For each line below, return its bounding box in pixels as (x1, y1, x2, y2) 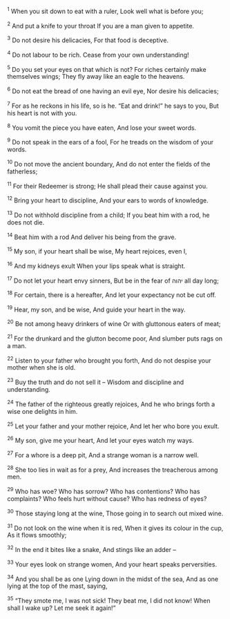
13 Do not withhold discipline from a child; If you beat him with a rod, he (7, 209, 210, 219)
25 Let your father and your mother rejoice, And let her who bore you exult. (7, 421, 220, 430)
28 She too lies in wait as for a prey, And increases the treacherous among (7, 464, 218, 474)
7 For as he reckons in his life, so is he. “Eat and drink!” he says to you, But (7, 100, 219, 110)
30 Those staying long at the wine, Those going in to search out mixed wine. (7, 508, 224, 517)
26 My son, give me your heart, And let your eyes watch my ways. (7, 435, 195, 445)
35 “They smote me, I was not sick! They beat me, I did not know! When (7, 596, 211, 604)
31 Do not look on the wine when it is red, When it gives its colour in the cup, (7, 522, 224, 532)
